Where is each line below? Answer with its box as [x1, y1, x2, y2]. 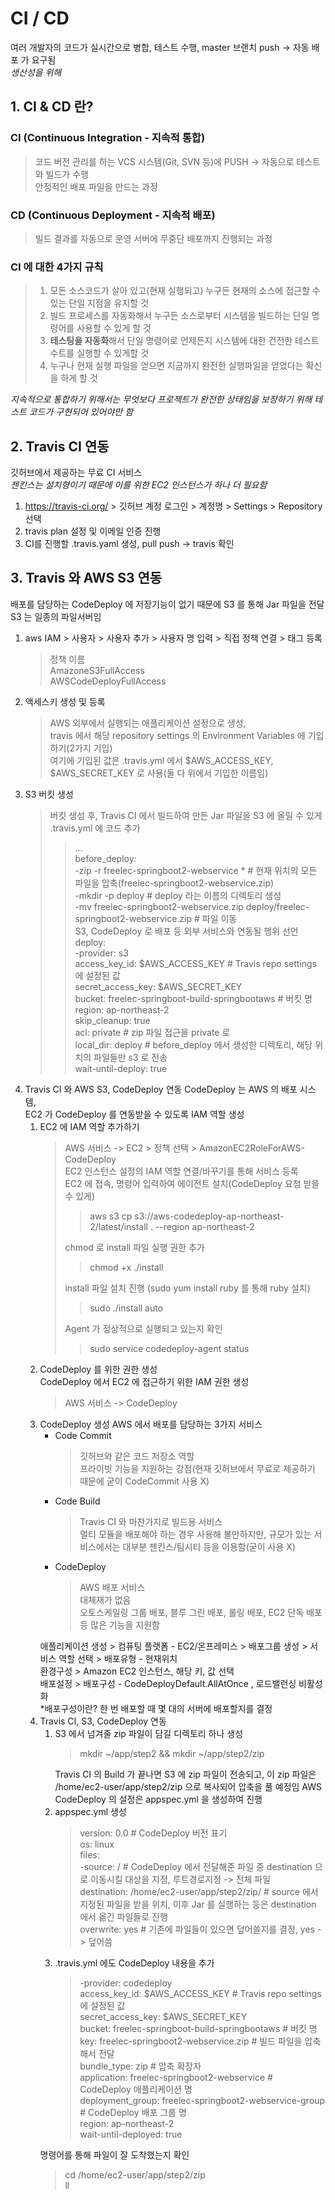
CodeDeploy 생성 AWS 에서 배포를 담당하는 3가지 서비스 [39, 1418, 263, 1430]
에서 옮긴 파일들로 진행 [79, 1910, 168, 1922]
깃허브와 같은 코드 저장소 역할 [79, 1450, 195, 1462]
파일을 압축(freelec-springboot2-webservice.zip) [74, 877, 275, 889]
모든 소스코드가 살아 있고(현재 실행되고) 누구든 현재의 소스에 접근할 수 [49, 285, 321, 297]
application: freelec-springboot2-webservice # [79, 2071, 273, 2083]
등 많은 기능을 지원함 [79, 1618, 160, 1631]
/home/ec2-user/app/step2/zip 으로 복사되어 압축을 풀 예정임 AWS [54, 1780, 322, 1792]
